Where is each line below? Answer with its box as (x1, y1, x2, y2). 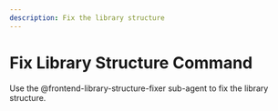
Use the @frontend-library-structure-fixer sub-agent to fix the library (9, 83, 269, 94)
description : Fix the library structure (9, 13, 166, 23)
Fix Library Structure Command (9, 52, 253, 73)
